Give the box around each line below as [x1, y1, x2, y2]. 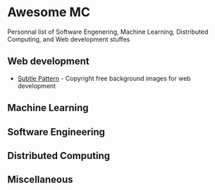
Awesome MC [7, 4, 90, 20]
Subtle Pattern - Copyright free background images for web [17, 74, 192, 82]
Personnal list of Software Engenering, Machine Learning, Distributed [7, 27, 209, 36]
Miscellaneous [7, 174, 73, 186]
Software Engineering [7, 126, 106, 138]
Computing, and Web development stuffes [7, 34, 130, 43]
